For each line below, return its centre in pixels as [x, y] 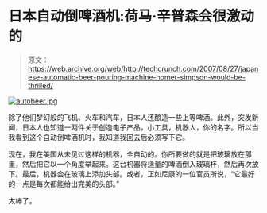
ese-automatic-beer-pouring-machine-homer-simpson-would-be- [137, 77]
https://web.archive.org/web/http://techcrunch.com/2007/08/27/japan [143, 68]
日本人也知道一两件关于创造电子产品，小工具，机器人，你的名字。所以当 [140, 127]
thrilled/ [41, 85]
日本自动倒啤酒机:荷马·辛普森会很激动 [131, 16]
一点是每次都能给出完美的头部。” [67, 184]
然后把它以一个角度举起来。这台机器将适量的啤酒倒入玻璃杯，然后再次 [137, 164]
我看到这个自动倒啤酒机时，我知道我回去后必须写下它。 [99, 137]
